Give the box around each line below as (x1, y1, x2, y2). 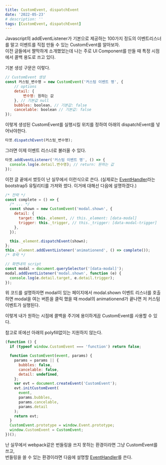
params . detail (18, 404, 48, 409)
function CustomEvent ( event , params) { (9, 353, 93, 358)
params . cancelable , (18, 400, 59, 405)
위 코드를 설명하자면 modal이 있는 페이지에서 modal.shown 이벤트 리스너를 (5, 290, 152, 296)
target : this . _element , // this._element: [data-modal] (18, 216, 137, 221)
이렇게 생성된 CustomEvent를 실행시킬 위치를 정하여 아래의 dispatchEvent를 (5, 122, 155, 128)
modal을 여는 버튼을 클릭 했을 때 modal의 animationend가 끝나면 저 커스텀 (14, 296, 161, 302)
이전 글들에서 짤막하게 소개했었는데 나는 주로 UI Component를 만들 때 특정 (5, 48, 151, 54)
